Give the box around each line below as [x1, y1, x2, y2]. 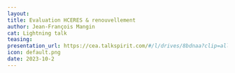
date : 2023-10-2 [7, 56, 55, 63]
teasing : [7, 36, 33, 43]
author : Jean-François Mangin [7, 23, 96, 30]
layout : [7, 10, 30, 17]
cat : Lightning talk [7, 29, 68, 37]
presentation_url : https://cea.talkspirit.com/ [7, 42, 149, 49]
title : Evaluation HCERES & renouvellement [7, 17, 136, 24]
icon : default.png [7, 49, 61, 56]
